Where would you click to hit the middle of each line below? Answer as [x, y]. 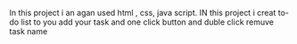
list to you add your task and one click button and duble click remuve [148, 22]
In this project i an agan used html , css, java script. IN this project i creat [143, 13]
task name [29, 31]
